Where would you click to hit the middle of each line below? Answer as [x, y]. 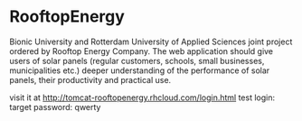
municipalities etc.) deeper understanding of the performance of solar [140, 70]
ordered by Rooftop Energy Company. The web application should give [142, 51]
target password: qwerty [55, 107]
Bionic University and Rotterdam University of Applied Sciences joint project [151, 42]
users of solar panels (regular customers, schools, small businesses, [137, 60]
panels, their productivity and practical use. [90, 79]
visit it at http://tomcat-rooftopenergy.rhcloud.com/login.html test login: [142, 98]
